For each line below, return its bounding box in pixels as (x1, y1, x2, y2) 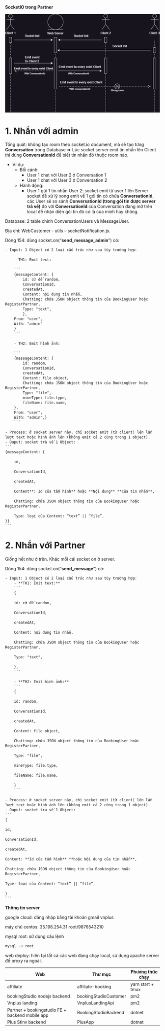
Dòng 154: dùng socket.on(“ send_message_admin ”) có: (5, 238, 119, 243)
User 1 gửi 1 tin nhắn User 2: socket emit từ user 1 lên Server (27, 188, 149, 194)
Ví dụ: (12, 162, 25, 168)
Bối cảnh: (19, 167, 39, 173)
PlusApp (77, 1019, 94, 1025)
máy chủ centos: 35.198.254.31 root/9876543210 (5, 924, 104, 930)
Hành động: (19, 182, 44, 189)
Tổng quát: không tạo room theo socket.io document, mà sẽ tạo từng (5, 141, 144, 147)
